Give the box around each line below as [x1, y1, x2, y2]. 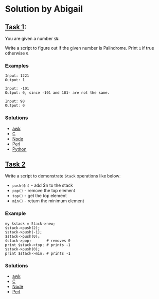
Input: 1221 [5, 73, 29, 78]
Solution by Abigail [5, 3, 83, 15]
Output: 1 [5, 78, 25, 83]
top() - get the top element [12, 193, 67, 199]
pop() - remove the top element [12, 188, 75, 193]
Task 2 [5, 160, 26, 168]
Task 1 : [5, 23, 27, 31]
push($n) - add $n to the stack [12, 182, 73, 188]
